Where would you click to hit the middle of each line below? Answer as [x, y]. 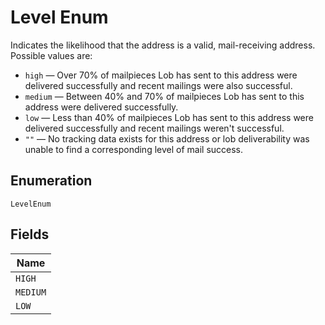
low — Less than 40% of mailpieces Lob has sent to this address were [169, 117]
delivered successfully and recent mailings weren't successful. [154, 128]
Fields [30, 234]
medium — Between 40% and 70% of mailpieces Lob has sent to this [164, 96]
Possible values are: [51, 55]
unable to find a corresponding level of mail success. [134, 149]
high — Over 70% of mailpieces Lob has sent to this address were [161, 75]
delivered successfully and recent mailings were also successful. [158, 85]
